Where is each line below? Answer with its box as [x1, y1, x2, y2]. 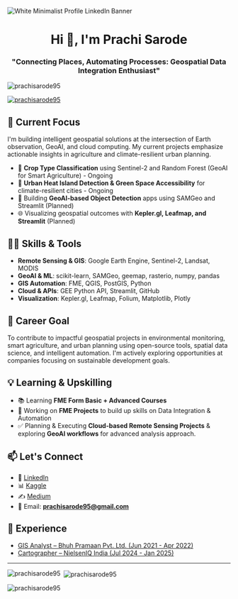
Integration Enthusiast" [77, 66, 161, 76]
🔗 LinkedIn [17, 473, 49, 482]
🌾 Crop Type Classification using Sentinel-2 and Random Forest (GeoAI [17, 164, 228, 172]
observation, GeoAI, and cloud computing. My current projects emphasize [7, 143, 223, 151]
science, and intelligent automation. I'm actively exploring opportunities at [7, 348, 223, 357]
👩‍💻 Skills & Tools [7, 238, 81, 250]
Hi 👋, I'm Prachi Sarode [50, 32, 188, 48]
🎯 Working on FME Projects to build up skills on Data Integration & [17, 406, 211, 414]
